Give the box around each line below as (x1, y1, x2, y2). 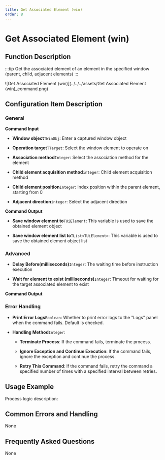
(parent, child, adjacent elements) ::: (5, 71, 79, 77)
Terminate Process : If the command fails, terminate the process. (19, 338, 152, 345)
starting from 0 (12, 189, 43, 195)
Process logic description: (5, 395, 58, 401)
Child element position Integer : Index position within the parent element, (12, 184, 160, 190)
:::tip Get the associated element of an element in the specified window (5, 66, 150, 71)
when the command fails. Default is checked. (12, 320, 104, 326)
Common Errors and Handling (5, 410, 98, 418)
